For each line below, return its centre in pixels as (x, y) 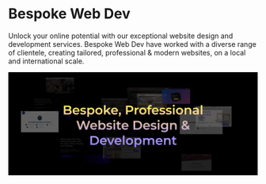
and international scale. (46, 61)
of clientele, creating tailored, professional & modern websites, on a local (127, 52)
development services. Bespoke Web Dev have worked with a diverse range (133, 44)
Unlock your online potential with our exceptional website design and (121, 36)
